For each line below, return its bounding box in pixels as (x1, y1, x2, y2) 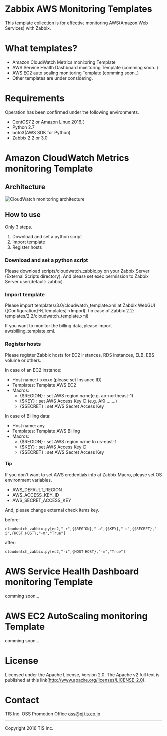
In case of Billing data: (5, 413, 51, 419)
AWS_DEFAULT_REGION (12, 486, 62, 493)
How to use (5, 211, 41, 219)
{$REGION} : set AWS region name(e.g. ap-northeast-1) (19, 392, 133, 398)
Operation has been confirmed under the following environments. (5, 109, 139, 115)
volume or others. (5, 357, 41, 363)
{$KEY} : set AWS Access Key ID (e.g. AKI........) (19, 398, 118, 404)
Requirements (5, 93, 65, 104)
